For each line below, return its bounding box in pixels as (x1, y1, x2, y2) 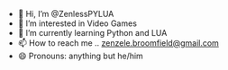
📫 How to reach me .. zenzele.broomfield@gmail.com (17, 38, 219, 48)
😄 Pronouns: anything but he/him (17, 50, 144, 61)
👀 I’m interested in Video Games (17, 18, 138, 29)
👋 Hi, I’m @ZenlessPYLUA (17, 9, 114, 19)
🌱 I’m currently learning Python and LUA (17, 28, 168, 38)
